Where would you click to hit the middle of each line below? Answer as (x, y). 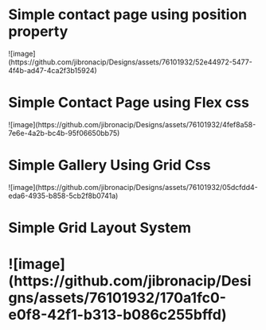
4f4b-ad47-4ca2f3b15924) (53, 70)
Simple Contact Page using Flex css (129, 103)
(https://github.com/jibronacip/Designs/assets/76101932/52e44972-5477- (130, 62)
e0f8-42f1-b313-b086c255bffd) (117, 315)
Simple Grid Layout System (100, 227)
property (38, 31)
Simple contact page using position (128, 15)
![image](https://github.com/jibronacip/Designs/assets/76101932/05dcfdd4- (133, 187)
